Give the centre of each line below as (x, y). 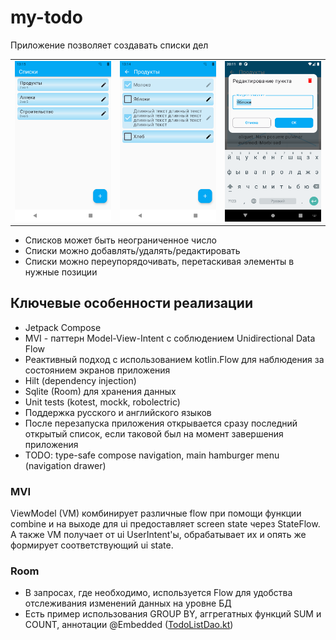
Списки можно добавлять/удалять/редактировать (132, 251)
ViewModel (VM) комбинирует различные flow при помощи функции (156, 513)
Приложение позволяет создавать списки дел (109, 45)
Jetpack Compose (63, 327)
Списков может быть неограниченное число (120, 240)
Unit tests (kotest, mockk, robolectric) (102, 402)
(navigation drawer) (65, 465)
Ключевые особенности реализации (131, 303)
